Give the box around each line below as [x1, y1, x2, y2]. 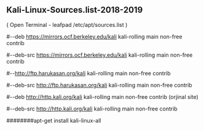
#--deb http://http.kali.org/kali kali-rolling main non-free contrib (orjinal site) [6, 93, 198, 100]
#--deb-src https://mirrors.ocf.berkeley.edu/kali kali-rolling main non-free [6, 51, 193, 59]
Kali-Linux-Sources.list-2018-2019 [6, 5, 143, 15]
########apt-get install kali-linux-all [6, 117, 101, 124]
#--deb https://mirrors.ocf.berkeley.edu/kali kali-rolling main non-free [6, 33, 182, 40]
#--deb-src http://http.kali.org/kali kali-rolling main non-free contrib [6, 105, 178, 112]
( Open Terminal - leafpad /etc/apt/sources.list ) [6, 21, 128, 28]
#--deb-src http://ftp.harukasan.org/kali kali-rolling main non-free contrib [6, 81, 192, 88]
